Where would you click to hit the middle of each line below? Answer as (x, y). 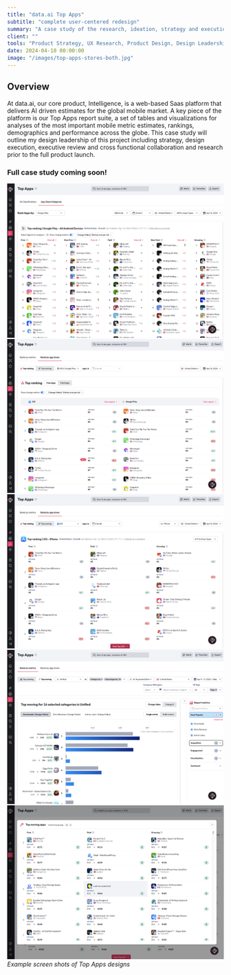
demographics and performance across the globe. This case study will (107, 132)
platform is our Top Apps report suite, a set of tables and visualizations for (112, 118)
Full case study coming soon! (57, 172)
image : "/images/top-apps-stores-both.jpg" (70, 58)
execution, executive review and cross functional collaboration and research (115, 147)
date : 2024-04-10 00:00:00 (46, 51)
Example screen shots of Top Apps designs (69, 964)
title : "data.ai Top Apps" (46, 14)
